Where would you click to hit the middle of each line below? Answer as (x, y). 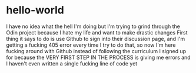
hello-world (35, 10)
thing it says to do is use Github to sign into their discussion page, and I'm (96, 39)
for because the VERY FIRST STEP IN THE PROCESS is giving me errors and (98, 57)
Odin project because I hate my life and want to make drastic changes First (97, 32)
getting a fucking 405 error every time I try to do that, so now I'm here (91, 45)
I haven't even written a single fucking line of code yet (72, 63)
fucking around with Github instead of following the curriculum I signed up (96, 51)
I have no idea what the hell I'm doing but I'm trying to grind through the (93, 26)
